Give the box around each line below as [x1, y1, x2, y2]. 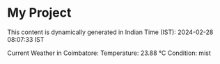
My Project [7, 5, 72, 21]
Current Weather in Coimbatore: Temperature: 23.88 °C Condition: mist [7, 49, 211, 57]
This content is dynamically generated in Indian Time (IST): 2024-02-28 [7, 28, 214, 36]
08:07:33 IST [7, 35, 45, 43]
